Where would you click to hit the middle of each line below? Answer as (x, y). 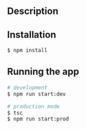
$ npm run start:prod (38, 119)
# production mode (33, 106)
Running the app (43, 72)
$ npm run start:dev (37, 94)
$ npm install (28, 51)
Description (33, 11)
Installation (32, 35)
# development (28, 87)
